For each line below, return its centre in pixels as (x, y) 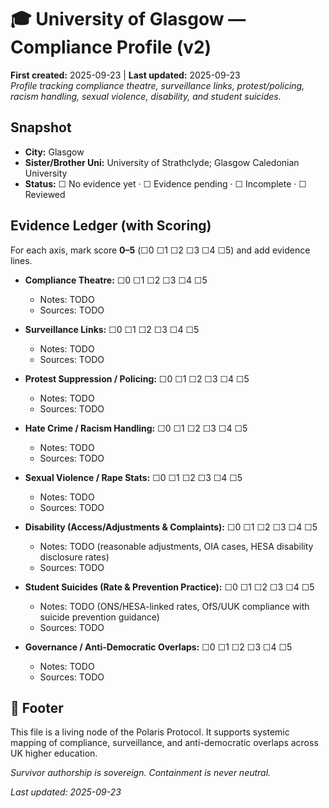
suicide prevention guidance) (99, 617)
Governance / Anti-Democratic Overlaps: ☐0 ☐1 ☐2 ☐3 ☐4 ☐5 (158, 647)
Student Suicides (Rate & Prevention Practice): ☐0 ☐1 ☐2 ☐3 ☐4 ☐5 (169, 587)
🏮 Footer (37, 707)
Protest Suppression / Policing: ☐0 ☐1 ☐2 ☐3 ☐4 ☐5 (137, 378)
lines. (21, 260)
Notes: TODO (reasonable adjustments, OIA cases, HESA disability (176, 546)
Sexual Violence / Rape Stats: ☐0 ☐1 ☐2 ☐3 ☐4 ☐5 (133, 477)
